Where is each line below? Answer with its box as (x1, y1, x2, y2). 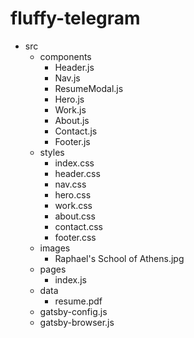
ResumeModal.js (54, 82, 124, 94)
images (39, 242, 71, 254)
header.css (54, 167, 101, 179)
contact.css (54, 220, 103, 232)
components (39, 50, 92, 62)
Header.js (54, 61, 95, 73)
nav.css (54, 178, 87, 190)
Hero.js (54, 93, 85, 105)
